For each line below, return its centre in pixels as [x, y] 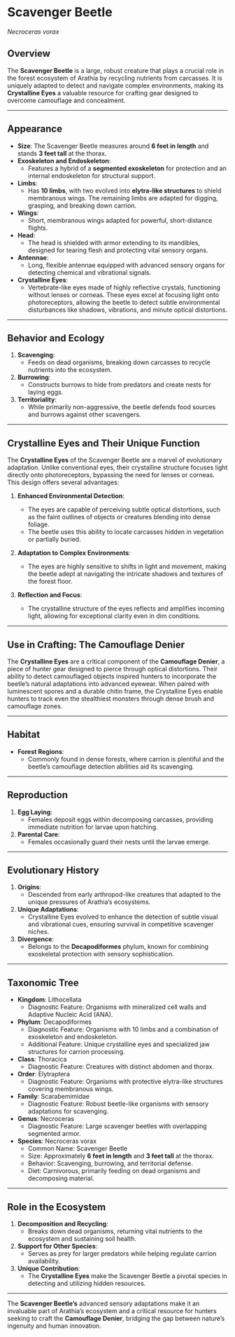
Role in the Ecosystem [57, 1207]
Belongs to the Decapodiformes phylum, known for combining [118, 947]
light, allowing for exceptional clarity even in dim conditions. [114, 616]
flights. [38, 228]
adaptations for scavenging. [68, 1111]
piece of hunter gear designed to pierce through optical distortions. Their [113, 669]
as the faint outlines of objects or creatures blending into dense [119, 517]
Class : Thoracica [42, 1060]
